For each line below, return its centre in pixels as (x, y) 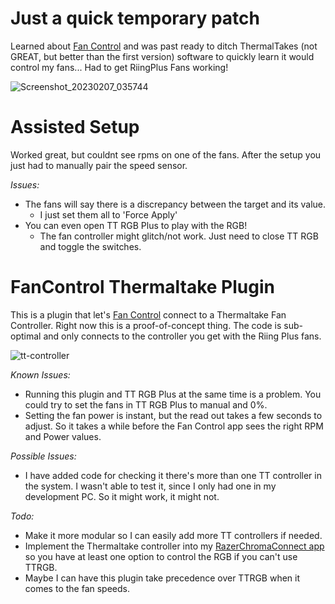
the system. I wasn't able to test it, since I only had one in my (150, 486)
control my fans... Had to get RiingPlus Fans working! (119, 67)
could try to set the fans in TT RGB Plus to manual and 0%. (146, 404)
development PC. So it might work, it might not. (122, 496)
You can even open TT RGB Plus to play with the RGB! (136, 225)
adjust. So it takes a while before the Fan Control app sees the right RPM (174, 426)
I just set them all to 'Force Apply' (108, 214)
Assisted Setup (75, 127)
